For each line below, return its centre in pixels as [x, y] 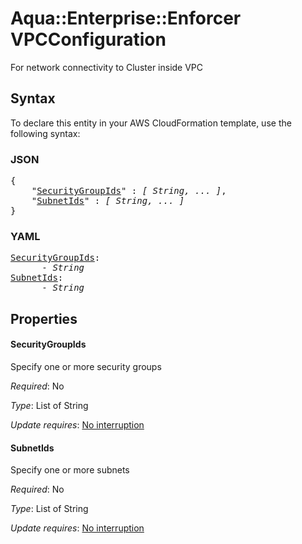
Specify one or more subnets [70, 470]
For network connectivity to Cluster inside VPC [107, 67]
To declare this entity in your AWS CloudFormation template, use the [151, 123]
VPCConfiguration [88, 39]
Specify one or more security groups [86, 366]
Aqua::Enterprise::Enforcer [126, 18]
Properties [44, 318]
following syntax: [45, 133]
